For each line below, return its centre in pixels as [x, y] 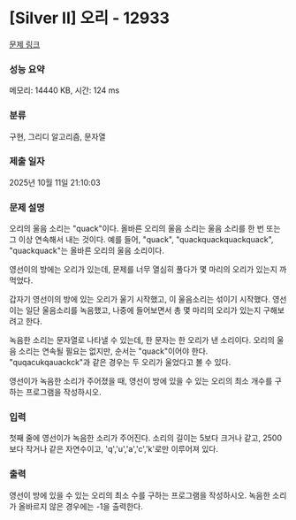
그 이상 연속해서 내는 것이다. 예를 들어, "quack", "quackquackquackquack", [141, 240]
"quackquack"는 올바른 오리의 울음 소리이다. [87, 251]
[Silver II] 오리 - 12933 [90, 18]
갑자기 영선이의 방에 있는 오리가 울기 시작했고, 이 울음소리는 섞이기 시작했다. [140, 299]
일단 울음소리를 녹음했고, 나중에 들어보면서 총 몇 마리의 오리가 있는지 [143, 310]
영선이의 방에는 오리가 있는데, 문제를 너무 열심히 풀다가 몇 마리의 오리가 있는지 [144, 270]
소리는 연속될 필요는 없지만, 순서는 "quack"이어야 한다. [113, 351]
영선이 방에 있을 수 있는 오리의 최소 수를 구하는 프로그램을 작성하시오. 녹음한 [140, 495]
